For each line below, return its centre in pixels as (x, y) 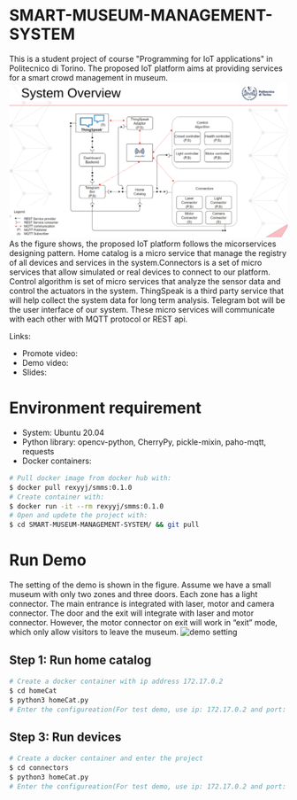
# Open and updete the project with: (79, 516)
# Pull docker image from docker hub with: (91, 478)
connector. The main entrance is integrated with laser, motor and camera (142, 604)
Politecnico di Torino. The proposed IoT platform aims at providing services (146, 68)
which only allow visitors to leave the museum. (94, 632)
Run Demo (48, 560)
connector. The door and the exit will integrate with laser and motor (132, 613)
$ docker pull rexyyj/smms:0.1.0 (71, 487)
